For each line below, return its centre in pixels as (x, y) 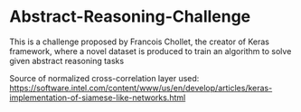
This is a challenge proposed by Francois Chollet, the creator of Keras (139, 42)
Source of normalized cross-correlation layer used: (104, 78)
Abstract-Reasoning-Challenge (130, 17)
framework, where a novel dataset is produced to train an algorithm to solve (150, 51)
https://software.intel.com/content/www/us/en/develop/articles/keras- (141, 88)
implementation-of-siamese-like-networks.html (98, 98)
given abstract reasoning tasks (67, 61)
